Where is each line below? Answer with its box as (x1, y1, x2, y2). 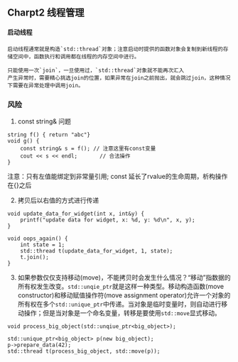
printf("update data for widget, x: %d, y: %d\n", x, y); (20, 216, 195, 224)
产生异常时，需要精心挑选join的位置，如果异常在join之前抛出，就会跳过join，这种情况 (7, 74, 231, 82)
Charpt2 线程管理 (7, 6, 85, 19)
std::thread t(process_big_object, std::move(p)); (7, 347, 161, 355)
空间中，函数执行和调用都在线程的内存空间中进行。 (12, 53, 140, 60)
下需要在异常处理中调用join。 (7, 82, 84, 89)
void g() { (7, 137, 40, 144)
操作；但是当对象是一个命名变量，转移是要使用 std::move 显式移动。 (23, 308, 222, 317)
